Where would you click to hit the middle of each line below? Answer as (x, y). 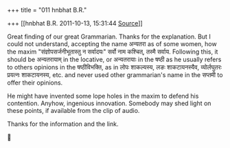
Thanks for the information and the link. (63, 124)
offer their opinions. (35, 83)
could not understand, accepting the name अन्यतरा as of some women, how (112, 44)
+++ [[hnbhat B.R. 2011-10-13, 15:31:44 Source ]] (75, 23)
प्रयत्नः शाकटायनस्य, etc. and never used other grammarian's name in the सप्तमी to (115, 75)
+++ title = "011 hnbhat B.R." (47, 10)
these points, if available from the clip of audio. (73, 110)
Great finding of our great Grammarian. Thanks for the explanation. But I (109, 36)
